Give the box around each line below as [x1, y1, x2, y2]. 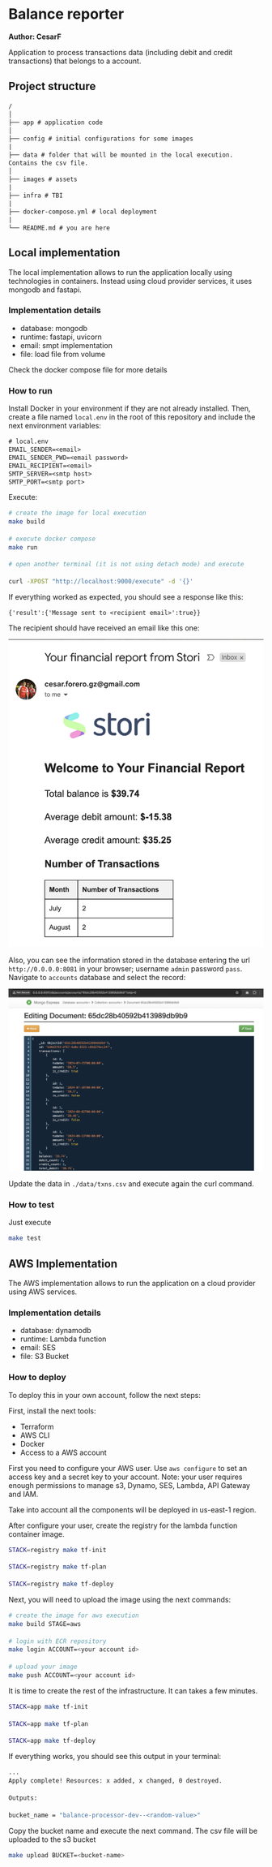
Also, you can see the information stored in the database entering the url [8, 955, 251, 966]
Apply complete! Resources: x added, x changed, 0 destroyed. [8, 1777, 223, 1785]
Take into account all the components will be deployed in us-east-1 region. [8, 1504, 257, 1514]
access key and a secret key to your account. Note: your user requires [8, 1472, 243, 1482]
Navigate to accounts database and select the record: [8, 973, 186, 983]
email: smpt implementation [19, 340, 113, 350]
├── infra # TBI [8, 191, 63, 200]
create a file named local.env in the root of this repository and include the [8, 412, 256, 422]
